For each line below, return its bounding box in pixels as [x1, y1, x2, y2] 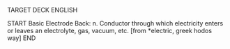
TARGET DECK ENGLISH [7, 6, 78, 14]
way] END [7, 34, 36, 42]
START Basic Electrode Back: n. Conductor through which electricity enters [7, 19, 224, 27]
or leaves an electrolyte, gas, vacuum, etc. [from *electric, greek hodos [7, 27, 213, 35]
